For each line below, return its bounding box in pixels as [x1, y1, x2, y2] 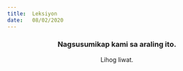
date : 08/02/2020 [7, 17, 64, 24]
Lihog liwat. [100, 55, 134, 63]
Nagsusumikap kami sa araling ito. [57, 40, 177, 49]
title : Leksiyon [7, 10, 58, 17]
